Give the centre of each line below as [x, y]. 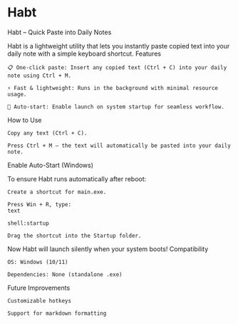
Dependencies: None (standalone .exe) [65, 274]
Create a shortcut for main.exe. [57, 192]
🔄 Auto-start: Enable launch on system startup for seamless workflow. [116, 107]
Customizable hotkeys [40, 300]
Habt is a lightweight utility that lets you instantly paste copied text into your [119, 46]
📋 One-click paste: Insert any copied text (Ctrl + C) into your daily [117, 67]
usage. [17, 94]
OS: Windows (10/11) [38, 262]
